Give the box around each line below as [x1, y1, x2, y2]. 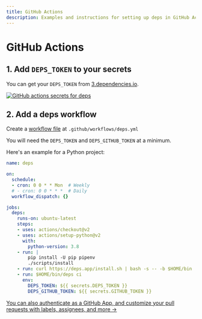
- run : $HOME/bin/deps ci [17, 271, 82, 277]
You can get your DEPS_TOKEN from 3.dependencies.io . [6, 80, 139, 87]
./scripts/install [28, 260, 74, 267]
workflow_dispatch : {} [11, 193, 69, 199]
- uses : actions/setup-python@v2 [17, 232, 101, 238]
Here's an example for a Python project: [6, 149, 105, 156]
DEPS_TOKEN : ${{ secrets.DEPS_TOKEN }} [28, 282, 128, 289]
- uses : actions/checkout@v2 [17, 227, 90, 233]
